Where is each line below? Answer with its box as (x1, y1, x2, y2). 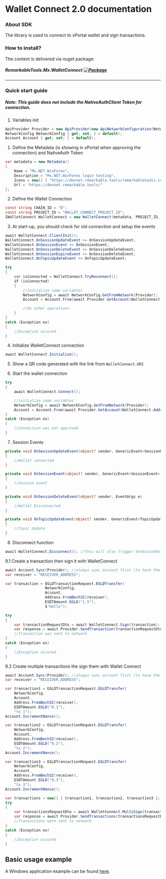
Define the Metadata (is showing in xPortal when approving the (12, 145, 141, 151)
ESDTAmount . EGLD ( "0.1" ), (14, 705, 65, 710)
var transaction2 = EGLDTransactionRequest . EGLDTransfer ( (5, 722, 127, 728)
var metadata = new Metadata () (5, 160, 70, 164)
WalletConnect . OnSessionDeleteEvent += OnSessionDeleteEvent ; (5, 247, 136, 252)
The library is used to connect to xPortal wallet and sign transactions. (5, 32, 146, 38)
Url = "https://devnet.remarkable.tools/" (14, 182, 103, 187)
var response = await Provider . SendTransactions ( (14, 814, 119, 819)
